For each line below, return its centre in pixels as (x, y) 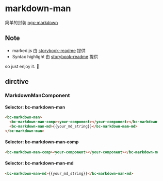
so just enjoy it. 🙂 (22, 66)
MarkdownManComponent (38, 95)
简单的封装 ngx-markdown (32, 22)
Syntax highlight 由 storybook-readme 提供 (55, 56)
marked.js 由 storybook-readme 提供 (49, 50)
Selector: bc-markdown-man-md (39, 163)
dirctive (17, 81)
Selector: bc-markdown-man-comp (42, 142)
